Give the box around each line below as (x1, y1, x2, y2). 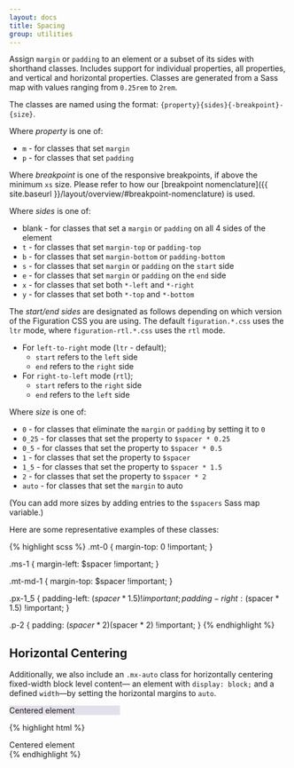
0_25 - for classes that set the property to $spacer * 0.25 (21, 433, 230, 444)
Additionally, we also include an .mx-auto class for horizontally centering (9, 669, 274, 680)
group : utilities (9, 29, 73, 38)
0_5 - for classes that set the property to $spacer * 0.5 (21, 443, 223, 454)
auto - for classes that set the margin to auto (21, 480, 183, 491)
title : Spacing (9, 21, 66, 30)
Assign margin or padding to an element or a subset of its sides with (9, 54, 254, 65)
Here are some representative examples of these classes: (9, 525, 220, 535)
